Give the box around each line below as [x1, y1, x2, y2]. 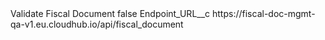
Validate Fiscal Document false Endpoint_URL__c [10, 8, 211, 19]
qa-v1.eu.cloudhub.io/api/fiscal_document [10, 18, 184, 30]
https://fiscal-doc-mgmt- [212, 8, 316, 19]
